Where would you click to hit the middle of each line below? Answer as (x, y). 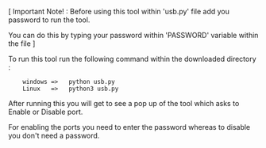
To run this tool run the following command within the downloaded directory (132, 59)
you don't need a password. (54, 135)
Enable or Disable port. (46, 112)
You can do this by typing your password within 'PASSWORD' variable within (133, 35)
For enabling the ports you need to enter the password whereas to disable (129, 127)
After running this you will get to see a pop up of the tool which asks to (124, 103)
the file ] (22, 44)
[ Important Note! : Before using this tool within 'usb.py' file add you (119, 11)
